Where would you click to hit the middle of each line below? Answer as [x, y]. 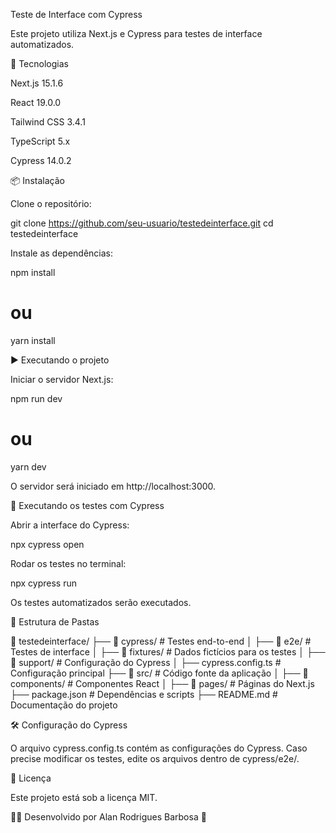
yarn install [33, 340]
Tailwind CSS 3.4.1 [48, 122]
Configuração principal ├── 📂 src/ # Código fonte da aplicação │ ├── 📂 [159, 673]
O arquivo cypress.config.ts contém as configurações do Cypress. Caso [159, 748]
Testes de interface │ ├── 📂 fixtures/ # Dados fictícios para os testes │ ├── [168, 651]
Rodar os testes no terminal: [68, 563]
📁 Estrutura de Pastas [55, 621]
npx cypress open [47, 544]
